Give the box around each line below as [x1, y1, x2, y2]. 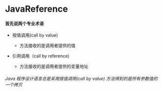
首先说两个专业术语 [5, 21, 44, 26]
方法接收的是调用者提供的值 [19, 43, 76, 48]
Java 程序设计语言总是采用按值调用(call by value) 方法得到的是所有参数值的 [5, 75, 158, 81]
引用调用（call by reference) [12, 53, 70, 59]
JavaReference [5, 3, 68, 15]
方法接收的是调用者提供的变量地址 [19, 64, 89, 69]
